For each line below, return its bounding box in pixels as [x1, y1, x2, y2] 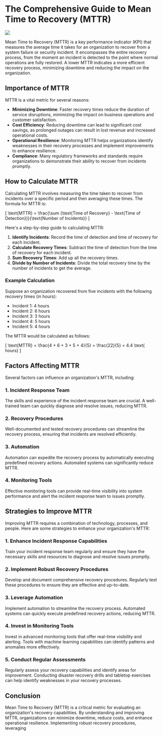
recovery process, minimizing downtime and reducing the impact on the [5, 65, 149, 71]
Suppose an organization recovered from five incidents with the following [5, 288, 152, 294]
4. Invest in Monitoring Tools [5, 623, 74, 629]
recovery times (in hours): [5, 293, 57, 299]
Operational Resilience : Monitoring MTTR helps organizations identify [12, 137, 153, 143]
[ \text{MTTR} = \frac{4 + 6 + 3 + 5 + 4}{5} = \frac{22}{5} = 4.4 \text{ [5, 342, 145, 348]
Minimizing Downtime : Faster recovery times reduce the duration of [12, 106, 149, 112]
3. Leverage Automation [5, 594, 63, 601]
